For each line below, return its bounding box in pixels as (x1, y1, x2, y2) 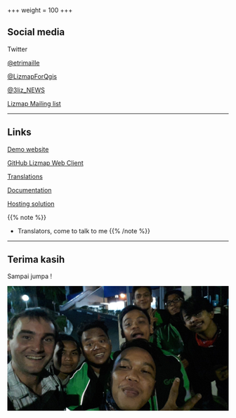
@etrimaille (7, 58, 40, 67)
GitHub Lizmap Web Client (7, 158, 84, 167)
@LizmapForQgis (7, 72, 58, 80)
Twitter (7, 45, 28, 53)
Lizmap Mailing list (7, 99, 61, 107)
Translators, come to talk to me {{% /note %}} (17, 226, 151, 235)
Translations (7, 172, 44, 181)
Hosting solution (7, 200, 55, 208)
